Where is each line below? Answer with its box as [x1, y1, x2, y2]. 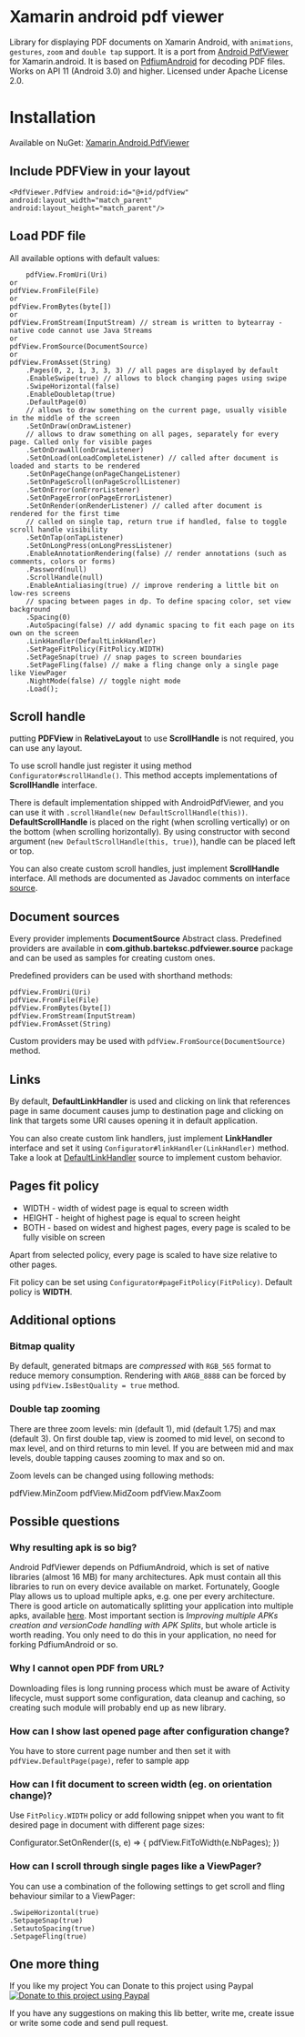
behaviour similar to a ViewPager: [9, 1890, 136, 1901]
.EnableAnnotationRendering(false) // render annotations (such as [25, 549, 287, 558]
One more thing [9, 1957, 100, 1971]
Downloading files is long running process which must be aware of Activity [9, 1682, 290, 1694]
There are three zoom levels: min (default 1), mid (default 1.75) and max [9, 1423, 276, 1434]
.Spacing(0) [25, 613, 71, 622]
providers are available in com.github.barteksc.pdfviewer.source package [9, 943, 294, 954]
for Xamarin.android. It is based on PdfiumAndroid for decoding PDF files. [9, 56, 286, 66]
